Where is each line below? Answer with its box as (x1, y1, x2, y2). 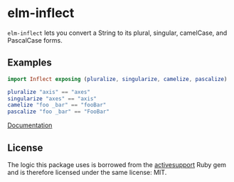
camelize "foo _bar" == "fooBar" (7, 102, 107, 109)
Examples (7, 57, 52, 69)
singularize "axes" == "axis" (7, 95, 97, 102)
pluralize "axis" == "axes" (7, 88, 91, 95)
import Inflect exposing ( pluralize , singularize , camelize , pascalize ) (7, 75, 228, 82)
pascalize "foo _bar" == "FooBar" (7, 108, 110, 115)
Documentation (7, 121, 53, 129)
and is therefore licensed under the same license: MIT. (7, 168, 167, 176)
